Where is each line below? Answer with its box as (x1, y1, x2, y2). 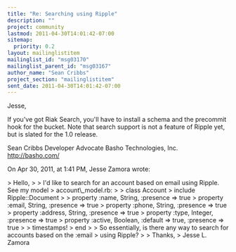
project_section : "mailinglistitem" (7, 75, 114, 83)
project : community (7, 23, 65, 30)
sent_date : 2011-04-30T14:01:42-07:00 (7, 82, 121, 89)
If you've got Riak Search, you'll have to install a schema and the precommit (7, 115, 227, 124)
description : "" (7, 17, 55, 24)
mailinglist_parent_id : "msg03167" (7, 63, 112, 70)
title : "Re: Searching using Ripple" (7, 10, 118, 18)
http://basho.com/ (7, 151, 60, 160)
